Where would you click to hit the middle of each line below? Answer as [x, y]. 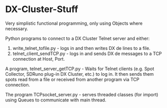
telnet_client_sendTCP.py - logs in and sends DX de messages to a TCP [87, 53]
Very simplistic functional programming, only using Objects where [74, 23]
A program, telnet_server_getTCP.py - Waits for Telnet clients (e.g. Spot [80, 69]
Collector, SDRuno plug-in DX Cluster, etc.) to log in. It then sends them [80, 74]
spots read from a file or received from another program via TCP [72, 79]
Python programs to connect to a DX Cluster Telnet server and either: [77, 38]
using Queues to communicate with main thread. [56, 100]
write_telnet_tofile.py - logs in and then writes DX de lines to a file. [81, 48]
